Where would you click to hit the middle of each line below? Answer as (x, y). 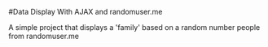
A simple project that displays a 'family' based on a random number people (134, 27)
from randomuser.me (44, 36)
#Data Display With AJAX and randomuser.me (86, 12)
